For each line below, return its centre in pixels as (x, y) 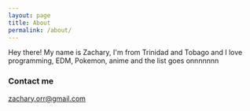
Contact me (31, 81)
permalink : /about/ (40, 30)
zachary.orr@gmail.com (47, 98)
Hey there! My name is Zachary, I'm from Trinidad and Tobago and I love (125, 53)
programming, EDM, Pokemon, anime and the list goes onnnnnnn (114, 61)
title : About (29, 23)
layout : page (29, 15)
